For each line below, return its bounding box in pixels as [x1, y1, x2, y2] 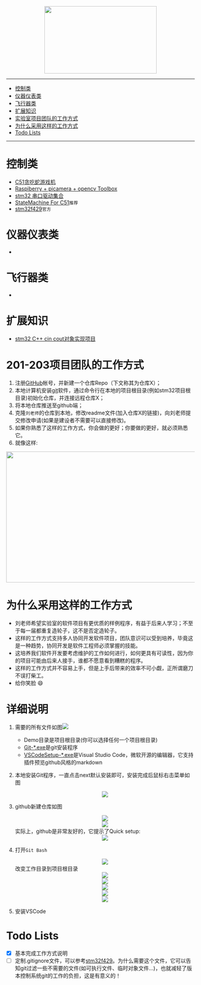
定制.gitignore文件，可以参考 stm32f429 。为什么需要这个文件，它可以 [14, 957, 187, 964]
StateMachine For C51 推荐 [14, 199, 78, 206]
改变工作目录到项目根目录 [14, 865, 78, 872]
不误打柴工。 [14, 672, 47, 679]
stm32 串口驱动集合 [14, 192, 64, 199]
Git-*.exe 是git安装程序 [23, 744, 78, 751]
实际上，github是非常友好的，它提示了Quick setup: [14, 828, 141, 835]
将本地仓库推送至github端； [14, 401, 84, 409]
